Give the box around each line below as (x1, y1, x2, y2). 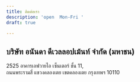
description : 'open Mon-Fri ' (6, 14, 84, 20)
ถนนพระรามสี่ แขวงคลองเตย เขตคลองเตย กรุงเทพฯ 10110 (6, 69, 120, 76)
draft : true (6, 19, 36, 25)
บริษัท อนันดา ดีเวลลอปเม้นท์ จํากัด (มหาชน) (6, 47, 135, 57)
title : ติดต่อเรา (6, 8, 40, 15)
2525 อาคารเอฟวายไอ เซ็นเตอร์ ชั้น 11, (6, 63, 84, 70)
